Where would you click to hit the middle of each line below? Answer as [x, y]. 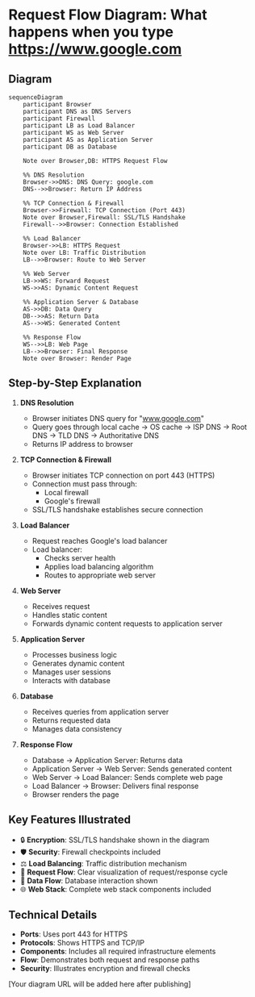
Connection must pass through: [84, 484]
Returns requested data [71, 720]
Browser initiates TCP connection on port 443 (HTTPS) [123, 475]
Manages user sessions [71, 672]
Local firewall [66, 492]
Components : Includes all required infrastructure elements [118, 951]
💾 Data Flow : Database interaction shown [89, 880]
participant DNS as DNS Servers [77, 111]
